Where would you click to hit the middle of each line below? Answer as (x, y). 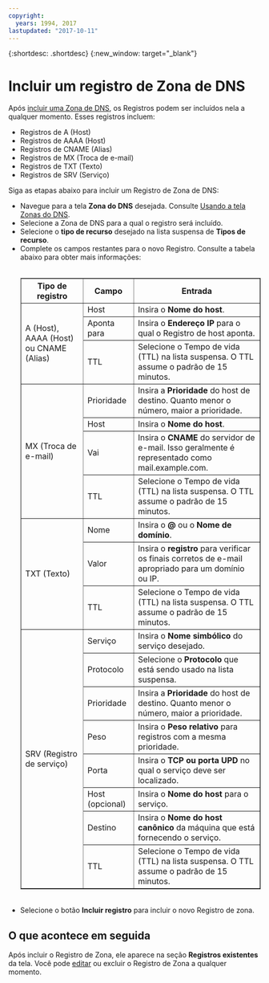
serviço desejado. (171, 646)
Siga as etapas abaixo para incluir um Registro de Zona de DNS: (114, 190)
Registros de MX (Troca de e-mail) (77, 158)
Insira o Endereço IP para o (189, 324)
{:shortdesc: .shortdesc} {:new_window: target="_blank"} (103, 54)
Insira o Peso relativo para (187, 727)
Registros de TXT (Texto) (61, 166)
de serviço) (47, 764)
